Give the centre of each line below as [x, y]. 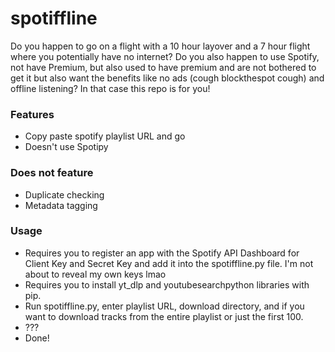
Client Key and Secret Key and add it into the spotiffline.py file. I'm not [169, 263]
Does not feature [52, 173]
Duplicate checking [64, 194]
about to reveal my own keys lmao [95, 274]
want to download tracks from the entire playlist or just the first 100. [164, 316]
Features [32, 114]
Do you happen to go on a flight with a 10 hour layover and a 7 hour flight [160, 46]
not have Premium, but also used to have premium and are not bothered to [163, 67]
